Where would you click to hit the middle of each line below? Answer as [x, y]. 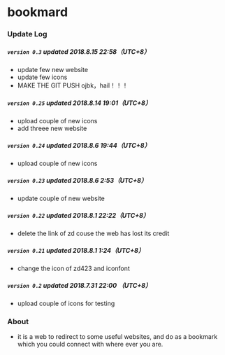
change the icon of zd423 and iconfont [74, 268]
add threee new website [52, 128]
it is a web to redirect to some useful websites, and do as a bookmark [117, 337]
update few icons [42, 77]
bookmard [38, 12]
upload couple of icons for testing [66, 303]
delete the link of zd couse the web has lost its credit [93, 233]
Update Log [27, 34]
